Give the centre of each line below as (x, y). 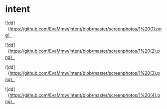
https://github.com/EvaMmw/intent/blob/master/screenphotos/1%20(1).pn (86, 29)
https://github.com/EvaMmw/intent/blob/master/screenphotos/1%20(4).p (85, 95)
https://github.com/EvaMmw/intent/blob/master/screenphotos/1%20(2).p (85, 51)
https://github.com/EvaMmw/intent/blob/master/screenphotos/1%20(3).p (85, 73)
